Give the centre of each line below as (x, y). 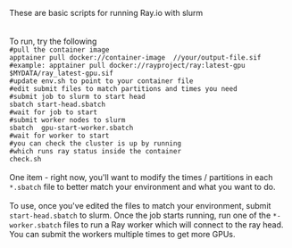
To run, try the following (53, 41)
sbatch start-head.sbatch (57, 104)
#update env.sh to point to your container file (101, 81)
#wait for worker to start (59, 136)
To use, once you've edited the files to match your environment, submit (140, 206)
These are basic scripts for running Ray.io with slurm (106, 13)
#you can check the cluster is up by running (95, 144)
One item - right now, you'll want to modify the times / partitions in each (142, 177)
